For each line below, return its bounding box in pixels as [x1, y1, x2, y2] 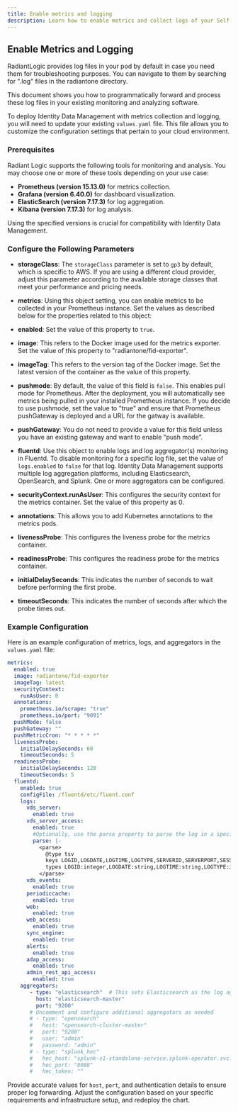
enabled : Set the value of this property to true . [17, 325, 155, 333]
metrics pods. [17, 519, 58, 527]
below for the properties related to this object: [17, 311, 152, 320]
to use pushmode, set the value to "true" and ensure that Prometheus [17, 403, 221, 412]
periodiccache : [25, 890, 72, 897]
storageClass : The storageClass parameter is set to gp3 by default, [17, 259, 214, 268]
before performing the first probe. [17, 583, 117, 591]
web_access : [25, 916, 62, 924]
